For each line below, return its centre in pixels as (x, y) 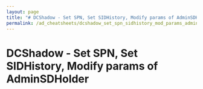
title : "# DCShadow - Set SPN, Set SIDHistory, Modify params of (90, 18)
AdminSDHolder (48, 79)
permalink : (20, 23)
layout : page (23, 12)
